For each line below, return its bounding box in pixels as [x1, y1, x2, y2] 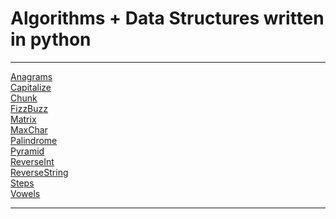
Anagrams [10, 70, 53, 82]
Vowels [10, 187, 41, 199]
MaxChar [10, 123, 48, 136]
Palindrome [10, 134, 58, 146]
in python [10, 28, 92, 51]
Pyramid [10, 145, 45, 157]
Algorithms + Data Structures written [10, 7, 325, 30]
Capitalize [10, 81, 52, 93]
